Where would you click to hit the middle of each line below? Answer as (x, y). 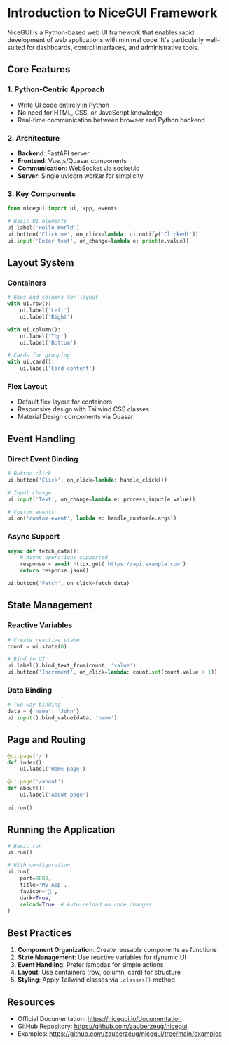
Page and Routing (47, 740)
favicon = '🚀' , (39, 891)
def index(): (26, 762)
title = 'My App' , (44, 885)
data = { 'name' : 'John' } (43, 712)
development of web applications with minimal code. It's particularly (106, 39)
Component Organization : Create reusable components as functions (117, 950)
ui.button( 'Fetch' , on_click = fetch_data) (69, 584)
